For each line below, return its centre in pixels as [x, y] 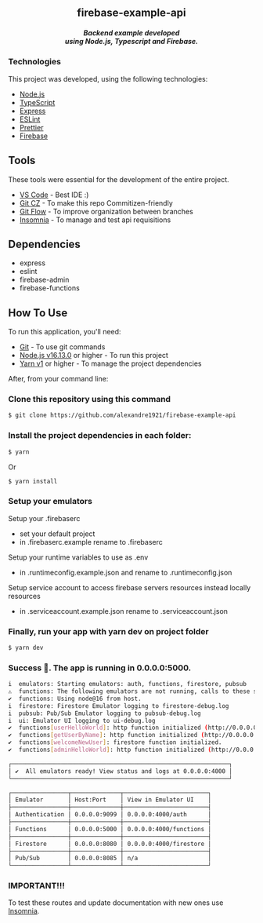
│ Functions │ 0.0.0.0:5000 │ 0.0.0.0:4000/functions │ [110, 829]
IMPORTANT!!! [36, 886]
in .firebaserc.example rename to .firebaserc [91, 542]
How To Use [38, 313]
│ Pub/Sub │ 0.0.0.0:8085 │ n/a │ [110, 859]
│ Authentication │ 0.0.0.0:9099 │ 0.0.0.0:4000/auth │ [110, 815]
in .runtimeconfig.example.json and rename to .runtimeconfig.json [126, 572]
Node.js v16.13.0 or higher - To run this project [94, 356]
